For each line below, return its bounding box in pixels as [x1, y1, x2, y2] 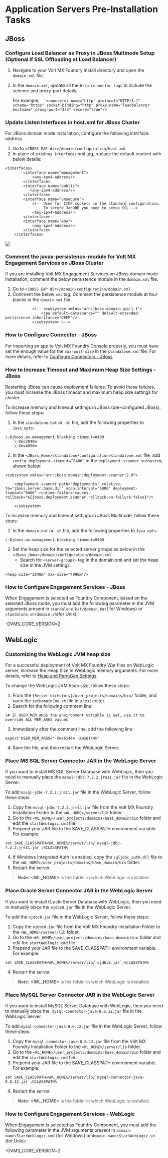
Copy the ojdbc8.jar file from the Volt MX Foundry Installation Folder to [12, 924, 160, 930]
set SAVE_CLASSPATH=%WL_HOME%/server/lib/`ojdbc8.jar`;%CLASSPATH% [5, 960, 149, 965]
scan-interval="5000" [66, 486, 111, 491]
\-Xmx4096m [14, 444, 37, 449]
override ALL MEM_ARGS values [5, 717, 69, 722]
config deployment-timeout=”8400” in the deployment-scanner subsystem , [12, 458, 163, 464]
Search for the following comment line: [12, 703, 93, 709]
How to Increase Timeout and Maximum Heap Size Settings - [5, 366, 156, 373]
